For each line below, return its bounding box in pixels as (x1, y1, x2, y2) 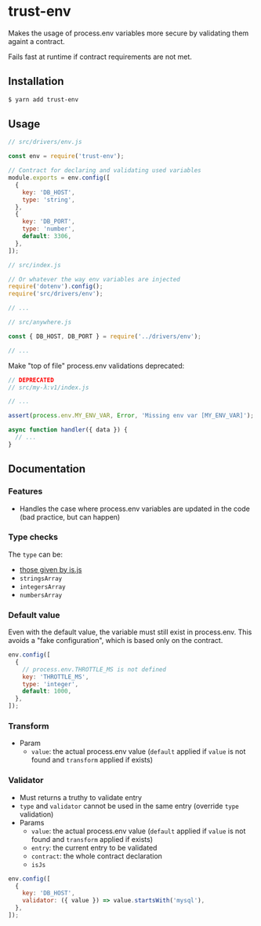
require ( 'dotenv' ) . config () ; (8, 282, 103, 291)
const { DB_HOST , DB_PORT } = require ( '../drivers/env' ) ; (8, 333, 201, 340)
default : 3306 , (22, 233, 72, 241)
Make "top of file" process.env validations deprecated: (8, 361, 185, 370)
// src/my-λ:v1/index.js (8, 384, 89, 391)
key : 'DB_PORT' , (22, 218, 76, 226)
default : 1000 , (22, 687, 72, 696)
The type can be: (8, 549, 63, 559)
